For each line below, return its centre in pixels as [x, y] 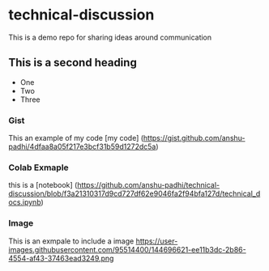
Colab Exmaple [38, 167]
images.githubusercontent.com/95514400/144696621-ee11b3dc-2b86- [127, 249]
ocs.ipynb [25, 202]
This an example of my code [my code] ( [76, 138]
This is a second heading [73, 63]
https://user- [157, 241]
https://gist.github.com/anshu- [194, 138]
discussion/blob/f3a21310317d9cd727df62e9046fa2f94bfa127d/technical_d [134, 194]
